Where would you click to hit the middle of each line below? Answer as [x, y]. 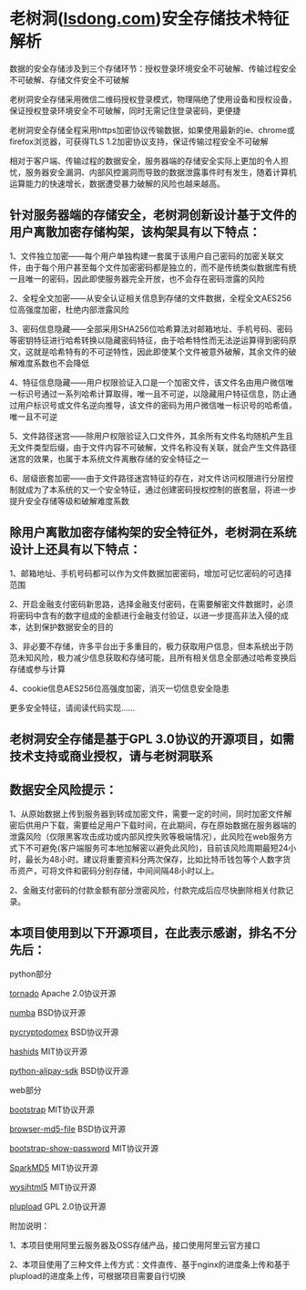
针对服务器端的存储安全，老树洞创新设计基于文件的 [153, 215]
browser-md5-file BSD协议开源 [67, 1129]
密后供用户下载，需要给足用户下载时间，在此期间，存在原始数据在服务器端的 [153, 825]
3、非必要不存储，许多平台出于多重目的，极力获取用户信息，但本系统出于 [148, 646]
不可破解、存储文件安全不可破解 [69, 79]
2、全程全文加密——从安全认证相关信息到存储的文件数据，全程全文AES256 [151, 298]
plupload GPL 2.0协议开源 [58, 1206]
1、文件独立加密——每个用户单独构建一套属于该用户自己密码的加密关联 [143, 255]
